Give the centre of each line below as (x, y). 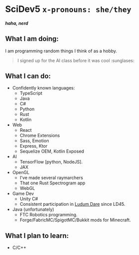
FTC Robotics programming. (49, 215)
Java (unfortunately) (33, 209)
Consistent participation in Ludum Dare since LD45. (72, 204)
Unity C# (29, 199)
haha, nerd (17, 23)
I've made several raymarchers (51, 178)
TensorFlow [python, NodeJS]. (51, 162)
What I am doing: (32, 39)
